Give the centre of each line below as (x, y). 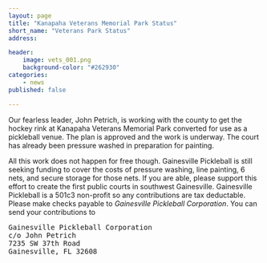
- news (34, 82)
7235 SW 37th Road (44, 243)
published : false (37, 90)
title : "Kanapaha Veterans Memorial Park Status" (93, 23)
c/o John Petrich (42, 235)
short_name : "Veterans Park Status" (69, 30)
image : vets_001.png (57, 60)
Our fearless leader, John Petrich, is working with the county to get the (125, 119)
